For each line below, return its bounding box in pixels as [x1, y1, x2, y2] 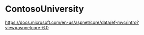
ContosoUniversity [5, 3, 85, 15]
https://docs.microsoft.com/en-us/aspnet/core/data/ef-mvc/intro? [5, 19, 139, 25]
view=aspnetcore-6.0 [5, 24, 49, 30]
